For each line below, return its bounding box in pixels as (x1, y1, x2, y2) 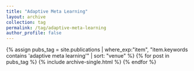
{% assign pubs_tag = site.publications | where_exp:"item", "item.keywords (6, 46, 188, 53)
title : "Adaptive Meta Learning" (6, 8, 88, 15)
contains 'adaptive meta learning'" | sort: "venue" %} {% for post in (6, 52, 169, 59)
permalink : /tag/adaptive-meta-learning (6, 24, 107, 31)
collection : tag (6, 19, 46, 25)
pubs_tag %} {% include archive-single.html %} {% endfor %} (6, 59, 157, 66)
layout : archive (6, 14, 46, 20)
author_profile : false (6, 30, 62, 36)
